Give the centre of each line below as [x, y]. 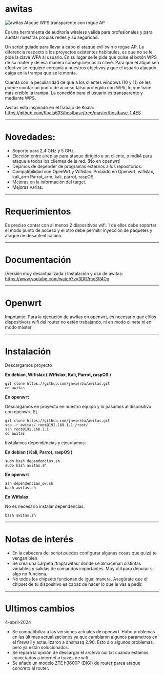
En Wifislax [17, 497]
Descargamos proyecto [29, 365]
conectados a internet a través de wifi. [51, 657]
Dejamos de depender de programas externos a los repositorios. [77, 166]
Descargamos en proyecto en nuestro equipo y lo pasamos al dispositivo [78, 406]
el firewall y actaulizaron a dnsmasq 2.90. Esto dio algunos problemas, [83, 642]
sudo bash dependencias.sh [32, 461]
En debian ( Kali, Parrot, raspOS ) [39, 452]
